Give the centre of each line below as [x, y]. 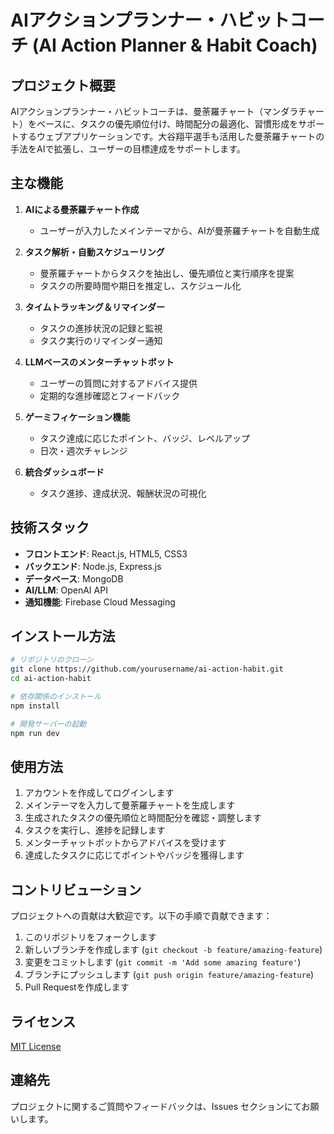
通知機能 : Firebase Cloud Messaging [100, 602]
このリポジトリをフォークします [90, 937]
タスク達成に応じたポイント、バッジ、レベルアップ [144, 438]
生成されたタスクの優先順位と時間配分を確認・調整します [143, 818]
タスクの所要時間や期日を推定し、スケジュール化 [140, 285]
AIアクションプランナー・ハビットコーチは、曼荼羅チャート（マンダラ [154, 111]
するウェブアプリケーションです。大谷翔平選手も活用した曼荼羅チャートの [171, 136]
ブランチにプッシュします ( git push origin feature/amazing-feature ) [169, 975]
